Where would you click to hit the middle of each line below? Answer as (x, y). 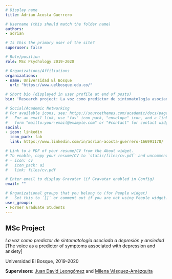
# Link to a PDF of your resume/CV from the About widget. (70, 151)
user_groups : (19, 203)
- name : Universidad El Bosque (39, 80)
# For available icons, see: (36, 113)
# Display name (21, 10)
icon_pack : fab (26, 137)
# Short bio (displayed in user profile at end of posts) (68, 94)
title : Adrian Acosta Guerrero (39, 15)
